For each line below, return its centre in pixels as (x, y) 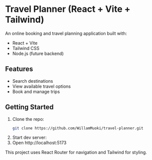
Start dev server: (29, 138)
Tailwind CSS (26, 48)
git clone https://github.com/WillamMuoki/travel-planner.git (78, 128)
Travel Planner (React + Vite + (68, 9)
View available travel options (41, 86)
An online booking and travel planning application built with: (66, 33)
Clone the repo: (28, 119)
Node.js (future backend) (38, 53)
